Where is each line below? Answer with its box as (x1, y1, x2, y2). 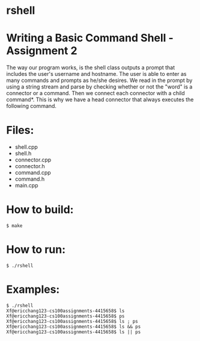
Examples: (6, 283, 60, 296)
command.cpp (14, 169, 51, 177)
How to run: (6, 243, 66, 257)
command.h (14, 175, 45, 183)
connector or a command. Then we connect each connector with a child (6, 90, 185, 97)
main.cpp (14, 182, 38, 189)
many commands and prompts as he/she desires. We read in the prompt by (6, 77, 193, 84)
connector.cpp (14, 156, 52, 163)
